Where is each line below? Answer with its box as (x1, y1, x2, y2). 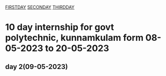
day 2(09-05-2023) (5, 62, 68, 71)
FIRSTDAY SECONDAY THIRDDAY (5, 4, 75, 10)
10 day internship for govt (5, 22, 114, 33)
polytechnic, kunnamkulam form (5, 32, 144, 44)
